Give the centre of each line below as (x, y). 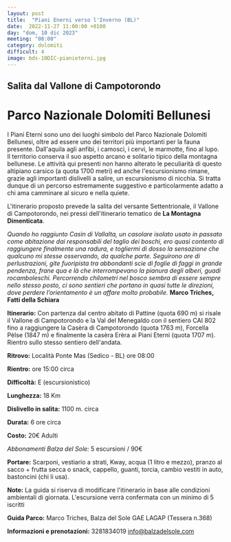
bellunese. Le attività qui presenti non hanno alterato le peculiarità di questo (114, 164)
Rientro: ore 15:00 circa (41, 369)
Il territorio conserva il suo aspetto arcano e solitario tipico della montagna (112, 157)
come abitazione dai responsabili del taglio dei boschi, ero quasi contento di (115, 242)
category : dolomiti (35, 45)
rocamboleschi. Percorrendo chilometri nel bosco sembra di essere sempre (114, 278)
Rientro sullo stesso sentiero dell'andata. (65, 342)
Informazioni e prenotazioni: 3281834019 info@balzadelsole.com (101, 531)
